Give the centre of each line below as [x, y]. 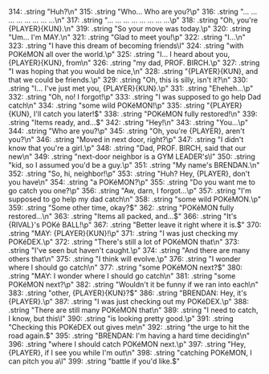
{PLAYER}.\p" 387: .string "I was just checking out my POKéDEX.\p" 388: [129, 301]
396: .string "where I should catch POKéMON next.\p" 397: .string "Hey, [127, 344]
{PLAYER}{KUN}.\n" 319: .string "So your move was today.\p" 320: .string [130, 28]
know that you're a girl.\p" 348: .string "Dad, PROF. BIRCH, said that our [127, 148]
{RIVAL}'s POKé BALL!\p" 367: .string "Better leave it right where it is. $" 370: [135, 225]
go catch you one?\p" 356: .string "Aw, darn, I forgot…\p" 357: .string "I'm [130, 191]
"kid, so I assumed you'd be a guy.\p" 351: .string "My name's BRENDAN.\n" [134, 165]
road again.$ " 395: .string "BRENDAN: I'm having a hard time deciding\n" [129, 335]
